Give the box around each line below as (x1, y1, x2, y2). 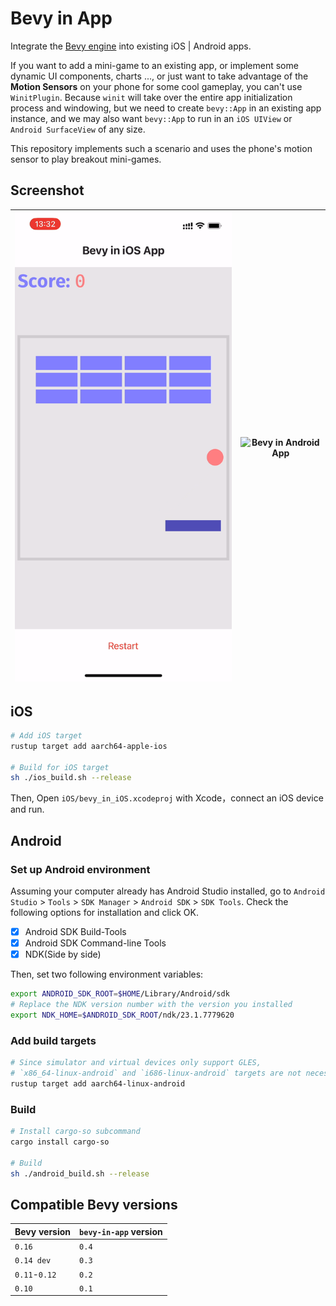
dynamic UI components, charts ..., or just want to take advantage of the (10, 70, 309, 82)
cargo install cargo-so (10, 1137, 110, 1147)
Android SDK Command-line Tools (24, 937, 167, 949)
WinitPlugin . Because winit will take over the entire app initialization (10, 91, 293, 103)
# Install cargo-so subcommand (10, 1127, 141, 1137)
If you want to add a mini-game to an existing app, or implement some (10, 59, 299, 71)
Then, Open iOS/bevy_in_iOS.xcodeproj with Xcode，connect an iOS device (10, 792, 324, 804)
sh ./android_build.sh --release (10, 1168, 150, 1179)
